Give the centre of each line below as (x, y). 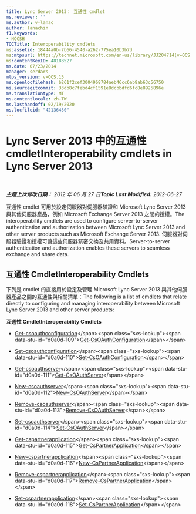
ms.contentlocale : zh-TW (36, 99)
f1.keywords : (22, 33)
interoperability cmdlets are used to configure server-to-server (82, 221)
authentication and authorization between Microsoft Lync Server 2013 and (96, 227)
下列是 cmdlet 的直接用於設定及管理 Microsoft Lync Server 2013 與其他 (92, 290)
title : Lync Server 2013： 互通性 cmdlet (56, 11)
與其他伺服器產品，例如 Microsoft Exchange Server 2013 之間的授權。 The (95, 214)
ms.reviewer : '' (26, 17)
